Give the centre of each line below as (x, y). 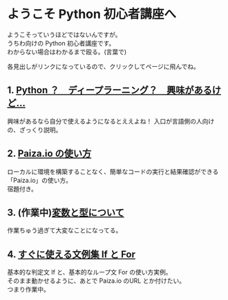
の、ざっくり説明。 (35, 130)
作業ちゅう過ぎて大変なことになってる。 (65, 230)
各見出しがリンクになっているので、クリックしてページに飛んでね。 (104, 66)
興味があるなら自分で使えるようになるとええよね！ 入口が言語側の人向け (111, 121)
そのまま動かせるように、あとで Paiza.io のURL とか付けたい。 (96, 281)
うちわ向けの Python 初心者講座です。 (61, 43)
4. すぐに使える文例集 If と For (72, 254)
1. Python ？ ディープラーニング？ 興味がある (110, 90)
